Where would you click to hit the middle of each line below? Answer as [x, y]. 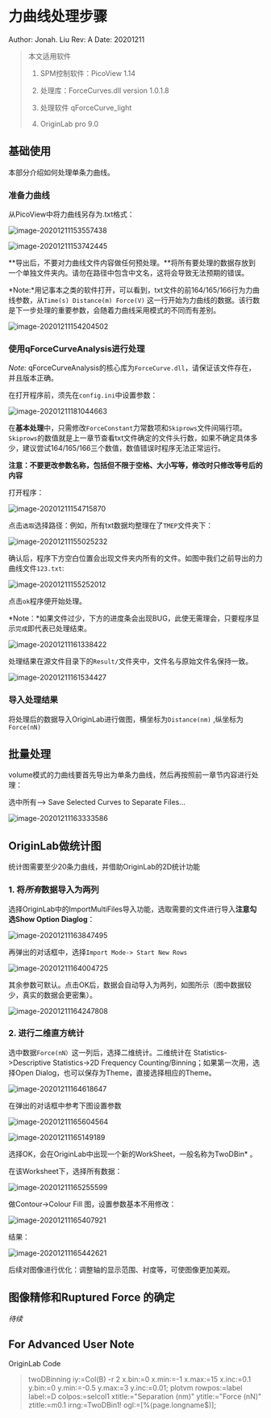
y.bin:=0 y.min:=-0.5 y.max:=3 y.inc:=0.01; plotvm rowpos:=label [135, 1388]
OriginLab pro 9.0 [69, 124]
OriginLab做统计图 [55, 846]
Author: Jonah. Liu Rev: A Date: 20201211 [77, 39]
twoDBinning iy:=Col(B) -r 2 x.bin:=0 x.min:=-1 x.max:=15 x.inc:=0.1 [140, 1379]
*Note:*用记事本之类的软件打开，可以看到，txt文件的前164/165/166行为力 [130, 290]
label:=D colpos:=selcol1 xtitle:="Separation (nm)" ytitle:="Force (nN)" [145, 1397]
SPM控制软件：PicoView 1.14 [88, 73]
